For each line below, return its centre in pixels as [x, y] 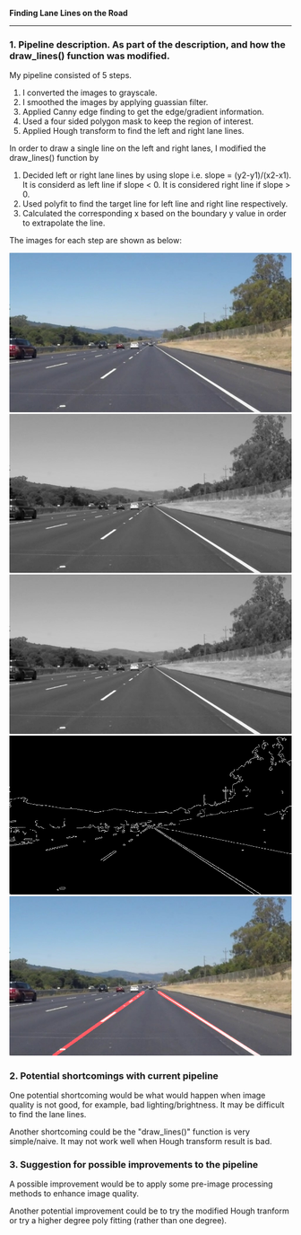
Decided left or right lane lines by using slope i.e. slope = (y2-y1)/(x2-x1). [157, 175]
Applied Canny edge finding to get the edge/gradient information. [143, 112]
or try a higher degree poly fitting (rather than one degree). [118, 1221]
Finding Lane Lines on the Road [69, 13]
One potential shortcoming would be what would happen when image [138, 1096]
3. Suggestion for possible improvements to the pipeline [134, 1165]
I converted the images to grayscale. [90, 93]
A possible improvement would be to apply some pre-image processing [141, 1184]
